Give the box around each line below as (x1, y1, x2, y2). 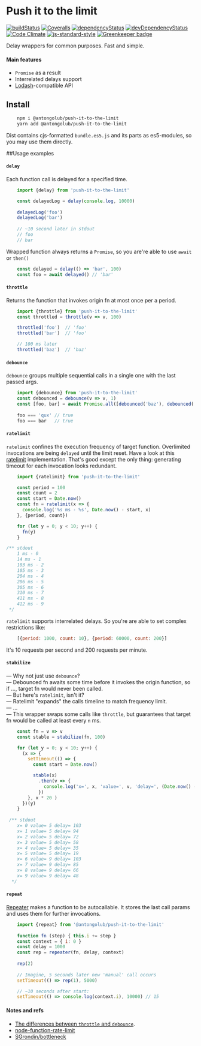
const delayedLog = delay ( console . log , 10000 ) (17, 198, 135, 204)
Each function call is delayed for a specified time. (6, 175, 127, 182)
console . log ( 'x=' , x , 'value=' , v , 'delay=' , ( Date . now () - (44, 783, 197, 790)
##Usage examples (6, 149, 54, 157)
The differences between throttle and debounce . (14, 1020, 136, 1027)
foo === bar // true (17, 418, 74, 424)
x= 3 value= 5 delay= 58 (17, 839, 79, 846)
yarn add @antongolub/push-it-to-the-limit (17, 121, 127, 127)
